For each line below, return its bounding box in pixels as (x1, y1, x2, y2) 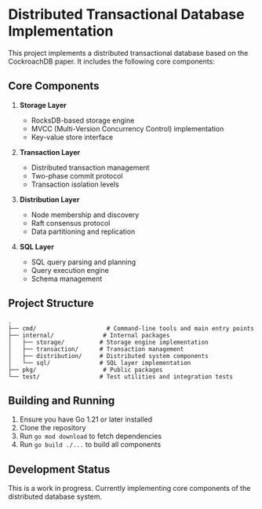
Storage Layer (19, 100, 67, 109)
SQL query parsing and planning (31, 257, 136, 267)
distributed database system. (8, 492, 103, 501)
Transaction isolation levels (31, 179, 119, 189)
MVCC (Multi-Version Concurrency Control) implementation (31, 124, 224, 133)
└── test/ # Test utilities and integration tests (8, 372, 234, 381)
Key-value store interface (31, 132, 114, 142)
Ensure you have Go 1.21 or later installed (19, 415, 153, 424)
